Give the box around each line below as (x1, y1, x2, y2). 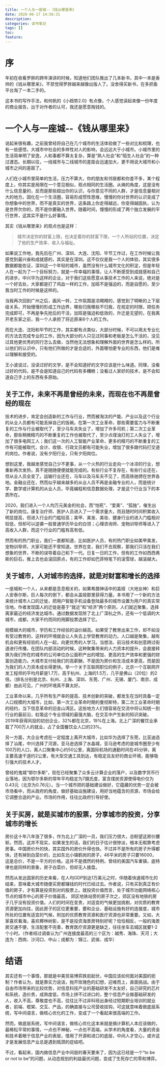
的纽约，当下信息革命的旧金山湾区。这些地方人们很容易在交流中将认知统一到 (5, 706, 160, 711)
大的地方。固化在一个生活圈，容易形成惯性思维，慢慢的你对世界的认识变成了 (5, 194, 160, 200)
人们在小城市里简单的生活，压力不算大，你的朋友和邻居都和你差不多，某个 (5, 175, 156, 181)
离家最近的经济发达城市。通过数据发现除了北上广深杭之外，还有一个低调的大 (5, 610, 160, 616)
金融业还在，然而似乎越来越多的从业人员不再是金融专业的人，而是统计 (13, 479, 156, 485)
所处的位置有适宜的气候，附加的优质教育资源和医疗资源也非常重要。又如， (5, 912, 156, 918)
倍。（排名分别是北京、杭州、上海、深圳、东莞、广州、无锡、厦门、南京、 (5, 676, 154, 682)
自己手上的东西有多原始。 (9, 374, 61, 380)
